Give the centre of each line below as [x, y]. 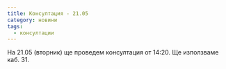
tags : [15, 26]
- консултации [34, 33]
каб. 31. [18, 60]
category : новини [32, 20]
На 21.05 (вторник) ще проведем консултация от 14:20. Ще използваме [113, 52]
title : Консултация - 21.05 [48, 13]
